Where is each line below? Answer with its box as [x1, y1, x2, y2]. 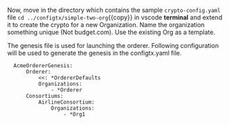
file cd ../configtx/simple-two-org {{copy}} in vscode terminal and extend [7, 13, 223, 22]
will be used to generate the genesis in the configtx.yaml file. [7, 49, 182, 57]
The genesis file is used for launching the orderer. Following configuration [7, 42, 219, 49]
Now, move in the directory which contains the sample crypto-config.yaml [7, 6, 221, 14]
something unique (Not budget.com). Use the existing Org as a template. [7, 28, 216, 36]
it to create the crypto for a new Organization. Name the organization [7, 21, 205, 28]
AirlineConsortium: [38, 99, 95, 106]
